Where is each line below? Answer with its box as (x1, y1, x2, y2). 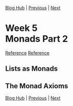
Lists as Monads (5, 65, 58, 73)
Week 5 (5, 23, 38, 34)
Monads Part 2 (5, 33, 68, 45)
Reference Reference (5, 49, 50, 56)
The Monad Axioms (5, 81, 68, 90)
